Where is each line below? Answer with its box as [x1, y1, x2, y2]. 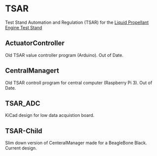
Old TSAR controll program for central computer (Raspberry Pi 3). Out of [5, 80, 153, 86]
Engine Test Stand [5, 24, 42, 30]
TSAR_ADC [5, 99, 40, 107]
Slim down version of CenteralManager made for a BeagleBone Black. [5, 140, 147, 146]
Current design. [5, 145, 37, 151]
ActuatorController [5, 39, 65, 48]
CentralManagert [5, 66, 59, 75]
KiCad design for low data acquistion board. [5, 112, 95, 118]
